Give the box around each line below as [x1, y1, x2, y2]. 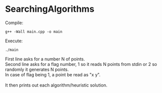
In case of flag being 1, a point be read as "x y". [5, 71, 101, 77]
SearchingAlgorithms [5, 3, 95, 15]
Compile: [5, 20, 24, 26]
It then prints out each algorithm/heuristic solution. [5, 82, 108, 88]
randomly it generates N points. [5, 66, 69, 72]
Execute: [5, 38, 23, 44]
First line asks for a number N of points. [5, 56, 85, 62]
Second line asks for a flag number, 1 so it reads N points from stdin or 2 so [5, 61, 157, 67]
